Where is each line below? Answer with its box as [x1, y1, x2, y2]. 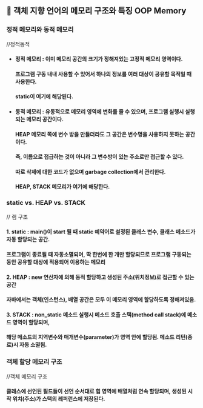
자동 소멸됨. [19, 341, 47, 349]
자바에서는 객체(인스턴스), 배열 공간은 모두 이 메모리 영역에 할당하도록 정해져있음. [6, 296, 196, 303]
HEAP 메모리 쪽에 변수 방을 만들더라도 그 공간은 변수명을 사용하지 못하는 [15, 130, 184, 138]
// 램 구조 [6, 213, 28, 220]
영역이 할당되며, [12, 318, 50, 326]
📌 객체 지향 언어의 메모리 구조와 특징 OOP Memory [6, 5, 187, 16]
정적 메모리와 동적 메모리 [6, 25, 74, 34]
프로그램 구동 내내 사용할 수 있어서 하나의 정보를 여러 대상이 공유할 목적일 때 [15, 70, 192, 78]
